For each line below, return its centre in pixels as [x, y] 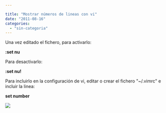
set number [17, 96]
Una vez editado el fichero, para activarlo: [48, 42]
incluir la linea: [20, 86]
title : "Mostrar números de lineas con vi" [51, 14]
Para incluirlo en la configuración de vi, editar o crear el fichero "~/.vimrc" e [83, 81]
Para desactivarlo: [24, 62]
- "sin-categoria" [29, 28]
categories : [17, 23]
